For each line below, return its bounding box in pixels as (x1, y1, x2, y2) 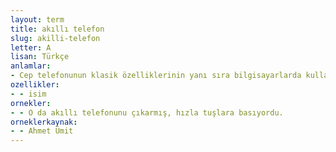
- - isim (10, 89, 47, 99)
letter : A (10, 42, 52, 53)
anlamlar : (10, 61, 52, 71)
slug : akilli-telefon (10, 33, 101, 43)
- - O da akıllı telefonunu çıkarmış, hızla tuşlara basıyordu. (10, 107, 284, 118)
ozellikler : (10, 80, 60, 90)
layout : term (10, 14, 65, 25)
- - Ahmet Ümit (10, 126, 74, 136)
